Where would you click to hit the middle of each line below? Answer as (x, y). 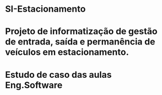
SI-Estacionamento (45, 9)
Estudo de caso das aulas (59, 75)
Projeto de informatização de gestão (81, 32)
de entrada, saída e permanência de (80, 42)
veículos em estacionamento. (67, 52)
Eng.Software (34, 85)
